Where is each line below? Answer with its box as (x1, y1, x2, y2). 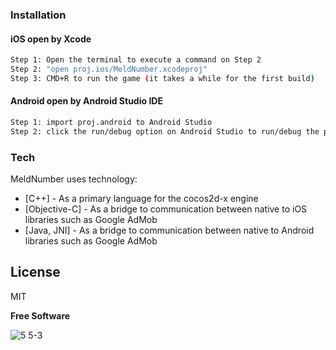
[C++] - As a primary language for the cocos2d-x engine (24, 193, 259, 204)
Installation (10, 8, 67, 22)
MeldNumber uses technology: (10, 173, 138, 185)
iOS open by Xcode (10, 33, 92, 45)
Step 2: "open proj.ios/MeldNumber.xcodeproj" (10, 64, 208, 74)
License (10, 264, 61, 281)
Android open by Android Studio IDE (10, 95, 163, 107)
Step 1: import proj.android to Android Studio (10, 117, 213, 127)
